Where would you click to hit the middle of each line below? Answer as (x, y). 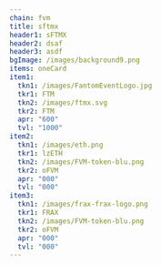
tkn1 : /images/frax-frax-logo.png (83, 204)
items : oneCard (38, 69)
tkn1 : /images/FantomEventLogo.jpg (85, 86)
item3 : (22, 196)
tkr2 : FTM (36, 111)
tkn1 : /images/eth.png (60, 145)
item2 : (22, 137)
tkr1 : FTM (36, 94)
